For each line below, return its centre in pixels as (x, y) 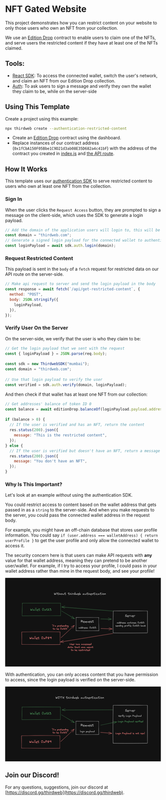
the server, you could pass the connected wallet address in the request (77, 515)
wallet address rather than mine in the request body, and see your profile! (80, 571)
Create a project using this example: (42, 119)
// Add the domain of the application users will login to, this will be (83, 230)
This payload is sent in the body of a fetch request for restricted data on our (82, 269)
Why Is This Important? (34, 484)
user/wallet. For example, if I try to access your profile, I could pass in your (81, 566)
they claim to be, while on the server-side (55, 91)
